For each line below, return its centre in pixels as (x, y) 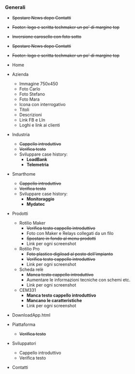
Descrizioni (30, 115)
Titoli (24, 110)
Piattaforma (23, 324)
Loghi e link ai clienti (40, 125)
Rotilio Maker (32, 223)
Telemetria (38, 165)
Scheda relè (31, 269)
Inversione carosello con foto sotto (47, 37)
